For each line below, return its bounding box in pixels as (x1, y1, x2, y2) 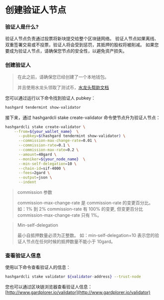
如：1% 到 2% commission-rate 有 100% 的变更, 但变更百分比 (17, 206, 143, 212)
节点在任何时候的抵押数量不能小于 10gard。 (26, 239, 116, 244)
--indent (18, 180, 37, 185)
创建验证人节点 (5, 4, 67, 16)
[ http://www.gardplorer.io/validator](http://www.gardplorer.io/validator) (5, 290, 151, 296)
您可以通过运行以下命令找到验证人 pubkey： (5, 95, 96, 101)
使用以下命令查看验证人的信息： (5, 264, 71, 270)
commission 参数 (17, 189, 52, 195)
